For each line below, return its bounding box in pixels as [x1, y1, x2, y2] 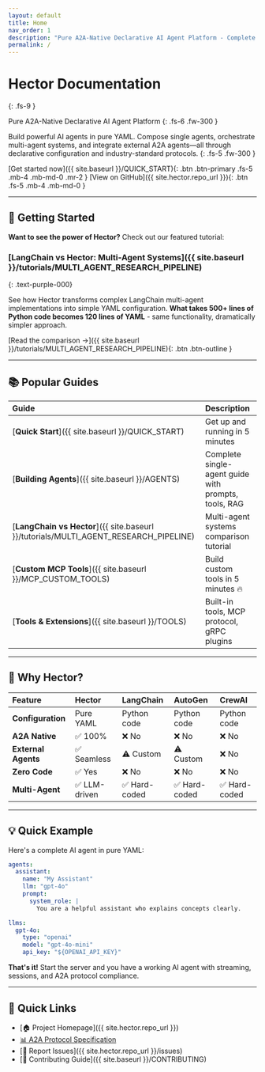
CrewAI [219, 694, 248, 705]
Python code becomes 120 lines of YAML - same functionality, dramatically [8, 312, 256, 321]
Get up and [204, 416, 247, 427]
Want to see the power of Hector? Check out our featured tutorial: [8, 232, 225, 241]
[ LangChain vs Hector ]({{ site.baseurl [12, 521, 154, 532]
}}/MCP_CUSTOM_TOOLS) [12, 573, 110, 584]
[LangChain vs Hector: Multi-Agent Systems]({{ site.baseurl [8, 252, 244, 263]
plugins [204, 635, 233, 646]
